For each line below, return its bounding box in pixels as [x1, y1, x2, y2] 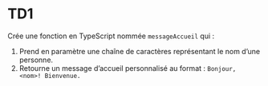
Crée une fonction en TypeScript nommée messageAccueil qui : [7, 31, 215, 41]
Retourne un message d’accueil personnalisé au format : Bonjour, [18, 63, 237, 72]
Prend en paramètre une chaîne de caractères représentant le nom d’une [18, 46, 261, 56]
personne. [18, 55, 54, 64]
